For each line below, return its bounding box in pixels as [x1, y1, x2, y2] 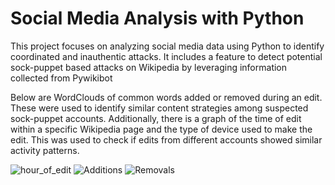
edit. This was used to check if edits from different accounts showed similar [10, 133, 323, 146]
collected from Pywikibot [10, 72, 113, 84]
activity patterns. [10, 144, 80, 156]
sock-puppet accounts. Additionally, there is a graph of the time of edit [10, 112, 302, 124]
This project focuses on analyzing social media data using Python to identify [10, 40, 325, 52]
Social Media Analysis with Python [10, 7, 305, 30]
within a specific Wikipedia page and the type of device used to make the [10, 123, 313, 135]
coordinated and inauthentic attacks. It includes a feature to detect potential [10, 50, 323, 62]
